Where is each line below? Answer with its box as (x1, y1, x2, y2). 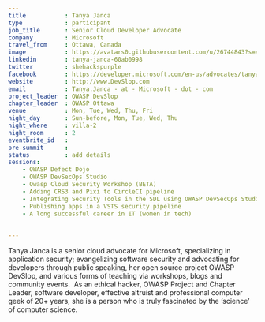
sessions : (8, 159, 41, 167)
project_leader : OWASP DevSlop (8, 92, 118, 100)
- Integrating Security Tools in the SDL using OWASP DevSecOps (22, 195, 238, 203)
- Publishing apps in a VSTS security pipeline (22, 202, 181, 210)
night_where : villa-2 (8, 122, 97, 129)
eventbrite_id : (8, 136, 69, 144)
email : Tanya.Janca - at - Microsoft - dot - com (8, 84, 214, 93)
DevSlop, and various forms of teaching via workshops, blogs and (8, 271, 222, 280)
